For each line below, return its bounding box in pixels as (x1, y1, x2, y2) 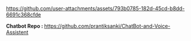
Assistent (6, 29, 29, 36)
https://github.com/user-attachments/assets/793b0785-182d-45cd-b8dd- (6, 5, 185, 12)
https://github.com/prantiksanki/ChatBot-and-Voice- (44, 23, 171, 29)
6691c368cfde (6, 11, 41, 18)
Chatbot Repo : (6, 23, 43, 29)
